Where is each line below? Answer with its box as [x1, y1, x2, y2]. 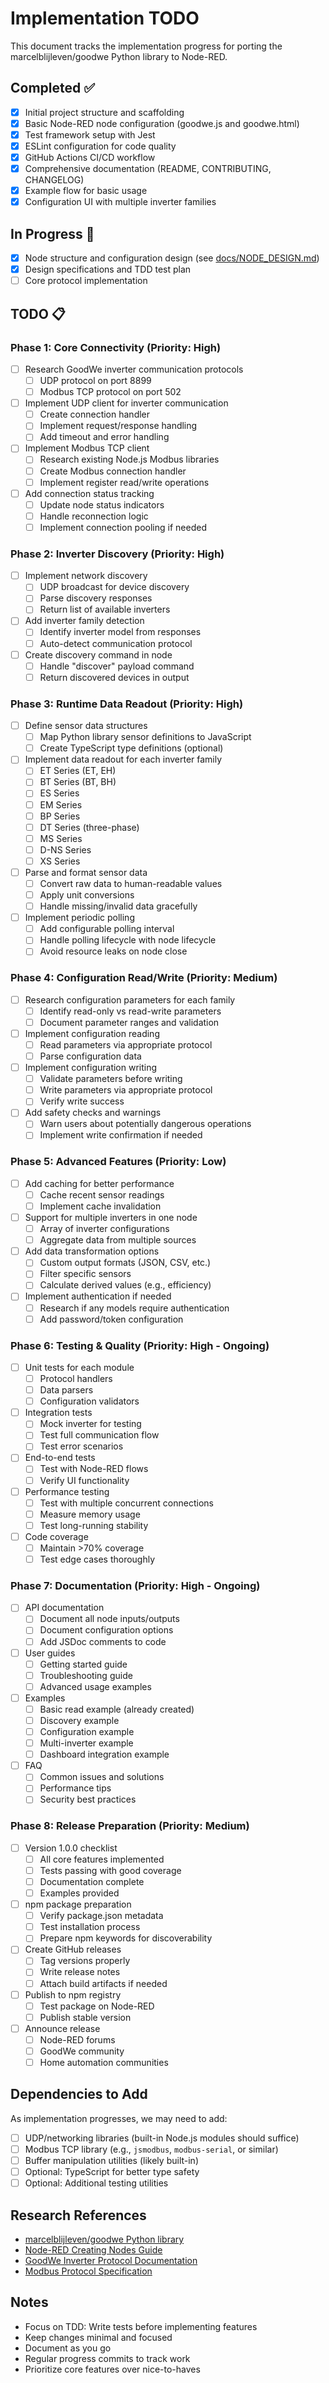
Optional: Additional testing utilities [24, 2177, 169, 2189]
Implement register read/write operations [39, 476, 210, 488]
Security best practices [39, 1793, 137, 1806]
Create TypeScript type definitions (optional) [39, 742, 224, 754]
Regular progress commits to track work [24, 2352, 191, 2364]
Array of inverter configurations [39, 1223, 170, 1235]
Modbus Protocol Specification [24, 2265, 153, 2277]
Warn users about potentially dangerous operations [39, 1118, 252, 1130]
